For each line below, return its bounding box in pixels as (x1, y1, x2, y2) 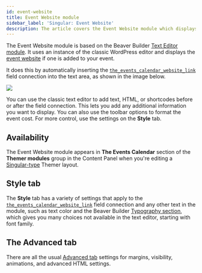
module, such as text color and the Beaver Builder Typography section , (6, 207, 182, 214)
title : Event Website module (6, 14, 79, 20)
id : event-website (6, 8, 52, 15)
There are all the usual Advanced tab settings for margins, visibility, (6, 253, 173, 260)
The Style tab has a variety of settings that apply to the (6, 194, 143, 201)
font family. (6, 220, 34, 227)
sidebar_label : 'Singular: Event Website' (6, 20, 114, 26)
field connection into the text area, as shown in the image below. (6, 73, 166, 80)
